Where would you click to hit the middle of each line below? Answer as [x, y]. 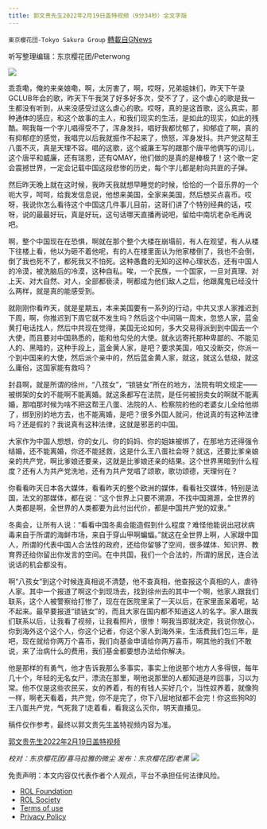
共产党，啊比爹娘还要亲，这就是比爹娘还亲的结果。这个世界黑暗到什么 [137, 461]
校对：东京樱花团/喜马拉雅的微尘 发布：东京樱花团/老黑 [99, 758]
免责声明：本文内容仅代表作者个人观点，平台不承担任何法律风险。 [116, 775]
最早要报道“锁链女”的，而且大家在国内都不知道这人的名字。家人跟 [143, 611]
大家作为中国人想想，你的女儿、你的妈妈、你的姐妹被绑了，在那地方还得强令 [133, 441]
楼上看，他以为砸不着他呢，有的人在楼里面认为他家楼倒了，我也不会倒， [140, 251]
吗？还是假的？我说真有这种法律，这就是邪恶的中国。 [95, 424]
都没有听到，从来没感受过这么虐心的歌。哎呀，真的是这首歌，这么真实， [133, 107]
